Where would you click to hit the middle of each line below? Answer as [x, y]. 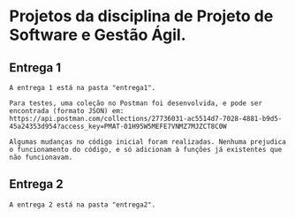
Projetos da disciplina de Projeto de [141, 16]
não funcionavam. [41, 157]
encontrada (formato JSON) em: [67, 111]
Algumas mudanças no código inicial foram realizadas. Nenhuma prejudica [148, 142]
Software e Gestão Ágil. [98, 35]
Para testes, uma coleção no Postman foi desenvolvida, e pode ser [136, 103]
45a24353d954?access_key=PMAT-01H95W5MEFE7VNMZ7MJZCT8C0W [118, 126]
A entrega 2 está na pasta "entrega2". [83, 205]
